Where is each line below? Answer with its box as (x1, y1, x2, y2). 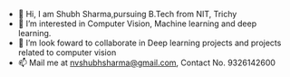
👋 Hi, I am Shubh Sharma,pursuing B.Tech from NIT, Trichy (17, 9, 237, 19)
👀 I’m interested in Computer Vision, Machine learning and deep (17, 18, 256, 29)
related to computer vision (17, 47, 117, 58)
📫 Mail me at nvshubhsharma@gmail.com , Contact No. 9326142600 (17, 57, 276, 68)
